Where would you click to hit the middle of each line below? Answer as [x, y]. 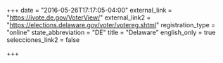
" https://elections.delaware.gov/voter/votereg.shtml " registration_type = [111, 25]
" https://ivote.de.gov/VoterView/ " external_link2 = [79, 17]
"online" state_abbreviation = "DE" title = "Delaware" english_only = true [111, 32]
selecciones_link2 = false [43, 40]
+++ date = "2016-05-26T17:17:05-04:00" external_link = [90, 10]
